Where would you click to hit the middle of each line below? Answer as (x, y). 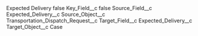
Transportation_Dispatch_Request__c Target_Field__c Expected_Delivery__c (99, 21)
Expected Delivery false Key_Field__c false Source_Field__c (79, 8)
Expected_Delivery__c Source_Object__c (56, 14)
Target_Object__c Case (34, 27)
